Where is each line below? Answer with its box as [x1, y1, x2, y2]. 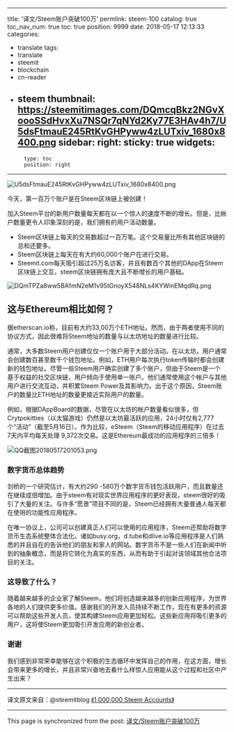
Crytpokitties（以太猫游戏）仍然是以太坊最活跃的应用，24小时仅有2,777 [7, 414, 214, 422]
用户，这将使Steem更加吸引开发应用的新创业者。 [7, 621, 148, 629]
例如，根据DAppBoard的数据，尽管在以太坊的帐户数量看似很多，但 [7, 405, 199, 413]
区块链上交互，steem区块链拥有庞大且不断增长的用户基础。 [17, 267, 188, 276]
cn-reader [17, 73, 47, 81]
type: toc [24, 155, 52, 162]
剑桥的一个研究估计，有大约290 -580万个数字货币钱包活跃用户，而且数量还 [7, 482, 224, 490]
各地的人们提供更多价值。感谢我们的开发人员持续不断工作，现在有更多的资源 [7, 603, 227, 612]
